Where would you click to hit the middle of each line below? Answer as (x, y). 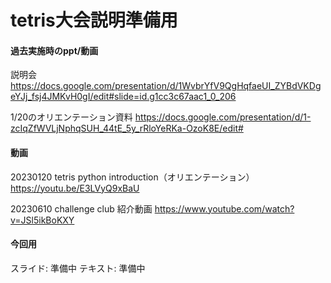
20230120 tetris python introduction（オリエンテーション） (132, 177)
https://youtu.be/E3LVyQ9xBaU (75, 188)
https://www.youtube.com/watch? (224, 208)
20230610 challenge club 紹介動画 (81, 208)
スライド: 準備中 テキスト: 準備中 (78, 268)
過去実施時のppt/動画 (54, 50)
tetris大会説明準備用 (94, 20)
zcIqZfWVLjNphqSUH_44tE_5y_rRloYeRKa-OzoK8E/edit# (127, 128)
